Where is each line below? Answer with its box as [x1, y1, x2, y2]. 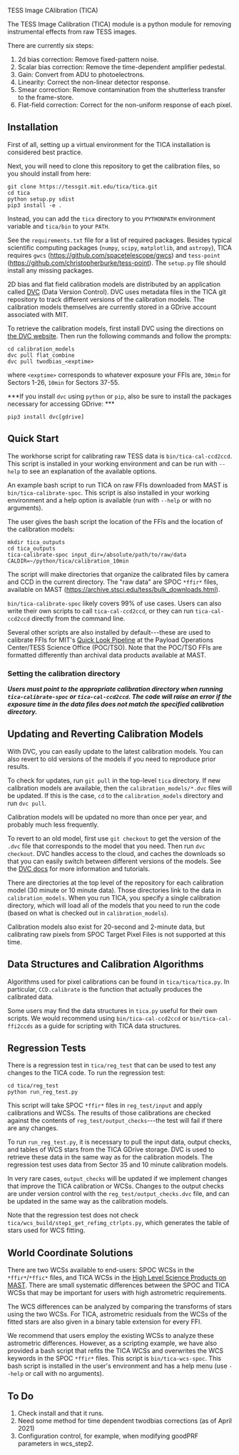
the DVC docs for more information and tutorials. [7, 864, 151, 873]
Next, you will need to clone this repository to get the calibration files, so [7, 161, 220, 170]
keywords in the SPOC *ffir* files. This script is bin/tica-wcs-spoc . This [7, 1354, 222, 1363]
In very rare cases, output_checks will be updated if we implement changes [7, 1174, 228, 1183]
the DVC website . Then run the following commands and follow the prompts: [7, 331, 232, 340]
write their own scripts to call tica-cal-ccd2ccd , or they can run [7, 606, 194, 615]
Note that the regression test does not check [7, 1211, 139, 1219]
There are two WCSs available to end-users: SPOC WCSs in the [7, 1266, 195, 1274]
